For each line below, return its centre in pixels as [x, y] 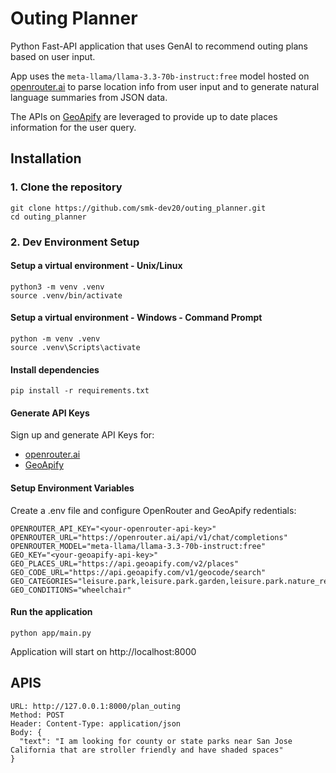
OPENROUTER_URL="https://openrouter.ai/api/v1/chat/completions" [149, 537]
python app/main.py [51, 633]
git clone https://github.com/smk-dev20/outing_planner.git [138, 208]
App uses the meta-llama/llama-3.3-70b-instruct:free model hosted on [160, 76]
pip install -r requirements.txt [80, 391]
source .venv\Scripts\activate [75, 347]
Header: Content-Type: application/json [96, 723]
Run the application [51, 612]
